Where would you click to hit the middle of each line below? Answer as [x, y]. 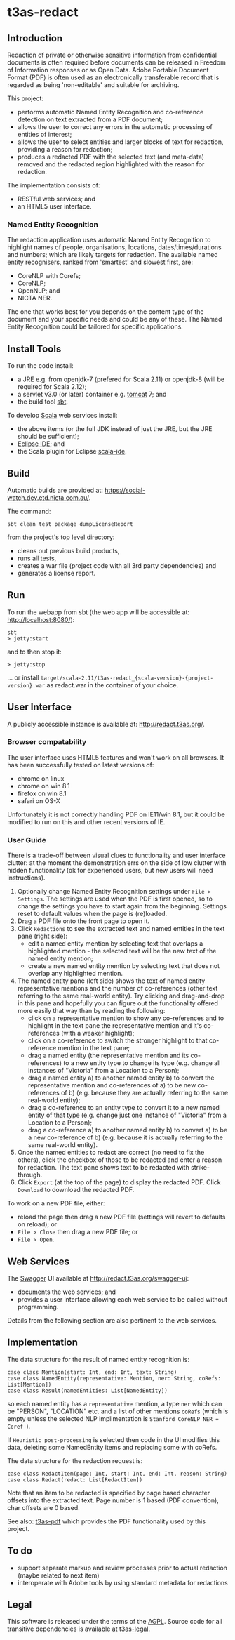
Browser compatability [47, 742]
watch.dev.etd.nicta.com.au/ [48, 497]
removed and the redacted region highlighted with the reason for [111, 164]
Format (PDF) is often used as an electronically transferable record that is [113, 77]
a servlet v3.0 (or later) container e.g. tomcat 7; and [92, 395]
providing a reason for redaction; [65, 149]
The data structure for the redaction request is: [75, 1460]
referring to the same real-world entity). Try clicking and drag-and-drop [121, 996]
